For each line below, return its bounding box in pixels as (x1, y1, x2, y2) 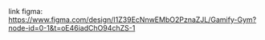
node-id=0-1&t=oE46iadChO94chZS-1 (8, 24, 136, 32)
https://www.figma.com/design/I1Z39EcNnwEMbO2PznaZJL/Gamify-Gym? (8, 15, 257, 24)
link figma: (8, 7, 43, 16)
